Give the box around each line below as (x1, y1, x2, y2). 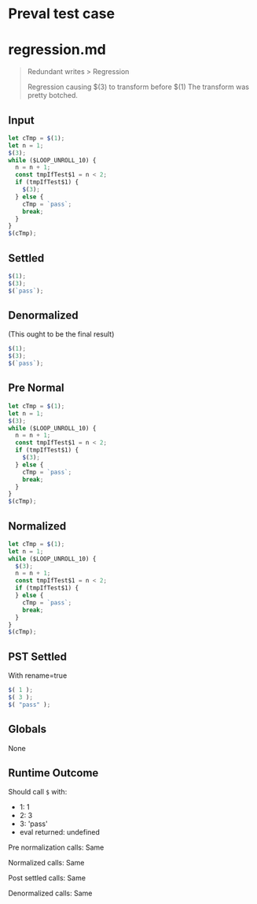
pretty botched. (27, 91, 79, 100)
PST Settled (8, 649, 68, 663)
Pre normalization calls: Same (8, 843, 105, 852)
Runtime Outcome (8, 766, 99, 779)
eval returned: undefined (19, 828, 101, 837)
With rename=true (8, 671, 68, 680)
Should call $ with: (8, 787, 68, 797)
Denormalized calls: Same (8, 888, 93, 898)
